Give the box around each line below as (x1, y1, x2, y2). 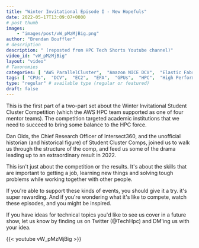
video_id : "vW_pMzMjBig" (6, 53, 68, 59)
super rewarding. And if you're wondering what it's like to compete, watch (6, 193, 187, 201)
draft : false (6, 86, 38, 92)
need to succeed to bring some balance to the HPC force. (6, 121, 147, 128)
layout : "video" (6, 58, 46, 64)
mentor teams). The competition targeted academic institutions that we (6, 115, 179, 122)
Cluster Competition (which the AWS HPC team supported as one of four (6, 108, 184, 116)
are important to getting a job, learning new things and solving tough (6, 169, 174, 176)
